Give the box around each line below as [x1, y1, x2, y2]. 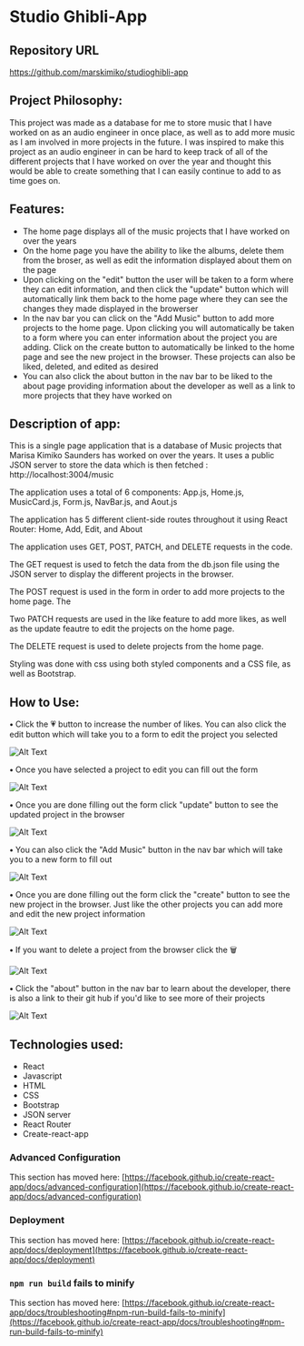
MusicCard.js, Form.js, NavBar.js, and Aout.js [9, 497, 178, 507]
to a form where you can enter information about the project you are [22, 332, 278, 343]
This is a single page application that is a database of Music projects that [9, 440, 282, 451]
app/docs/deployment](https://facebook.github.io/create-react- [9, 1244, 248, 1255]
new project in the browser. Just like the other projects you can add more [9, 899, 283, 910]
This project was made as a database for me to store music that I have [9, 116, 272, 128]
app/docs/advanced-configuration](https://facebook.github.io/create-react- [9, 1181, 295, 1192]
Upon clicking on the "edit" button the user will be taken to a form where [22, 274, 294, 285]
